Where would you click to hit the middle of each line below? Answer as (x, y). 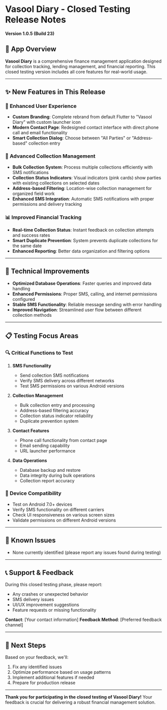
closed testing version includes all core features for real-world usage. (76, 72)
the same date (27, 246)
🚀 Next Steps (26, 645)
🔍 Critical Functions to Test (39, 353)
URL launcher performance (47, 450)
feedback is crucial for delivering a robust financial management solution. (80, 703)
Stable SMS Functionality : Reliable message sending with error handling (87, 304)
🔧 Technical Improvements (47, 271)
